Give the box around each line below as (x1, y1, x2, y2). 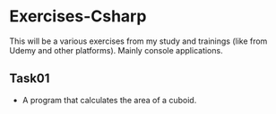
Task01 (9, 71, 50, 86)
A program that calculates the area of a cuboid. (22, 94, 197, 105)
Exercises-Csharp (9, 6, 147, 27)
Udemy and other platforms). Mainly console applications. (9, 45, 223, 55)
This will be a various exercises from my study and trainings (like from (9, 36, 268, 46)
